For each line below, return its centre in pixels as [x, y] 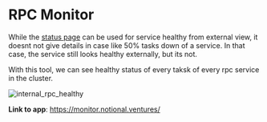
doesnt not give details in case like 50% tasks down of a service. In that [127, 45]
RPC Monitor [51, 15]
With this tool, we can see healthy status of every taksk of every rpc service [134, 69]
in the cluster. [31, 78]
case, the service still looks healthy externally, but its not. [103, 54]
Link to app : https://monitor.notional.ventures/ [84, 109]
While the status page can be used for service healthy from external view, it [133, 37]
